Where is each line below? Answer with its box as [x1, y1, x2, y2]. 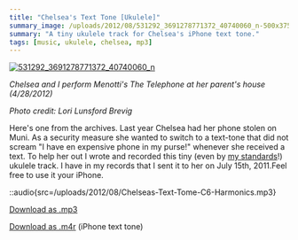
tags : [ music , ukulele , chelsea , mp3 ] [9, 37, 153, 47]
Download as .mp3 [9, 205, 78, 215]
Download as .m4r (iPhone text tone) [9, 221, 144, 232]
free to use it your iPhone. [9, 170, 104, 181]
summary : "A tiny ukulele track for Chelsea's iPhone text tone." [9, 29, 260, 38]
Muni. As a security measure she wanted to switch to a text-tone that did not [9, 132, 289, 143]
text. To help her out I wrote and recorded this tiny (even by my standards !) [9, 151, 283, 162]
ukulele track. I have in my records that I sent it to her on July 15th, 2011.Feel [9, 160, 287, 171]
